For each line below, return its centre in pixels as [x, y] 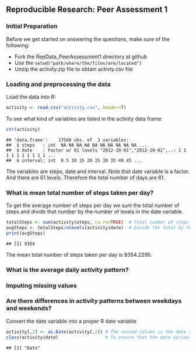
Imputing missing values [42, 285]
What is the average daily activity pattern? [68, 269]
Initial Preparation [32, 26]
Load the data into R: [31, 96]
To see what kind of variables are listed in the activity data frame [84, 119]
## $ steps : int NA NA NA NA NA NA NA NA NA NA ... [77, 145]
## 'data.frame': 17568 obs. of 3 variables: [68, 140]
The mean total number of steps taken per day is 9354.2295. [79, 254]
